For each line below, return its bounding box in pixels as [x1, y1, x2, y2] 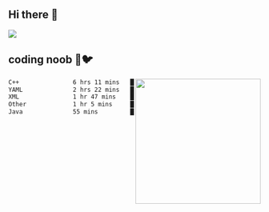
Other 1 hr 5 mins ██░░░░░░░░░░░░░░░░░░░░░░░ [8, 101, 220, 109]
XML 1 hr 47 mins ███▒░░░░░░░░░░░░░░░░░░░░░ [8, 93, 220, 101]
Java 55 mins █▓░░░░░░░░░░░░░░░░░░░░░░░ [8, 108, 220, 116]
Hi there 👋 [8, 8, 58, 22]
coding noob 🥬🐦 [8, 53, 94, 66]
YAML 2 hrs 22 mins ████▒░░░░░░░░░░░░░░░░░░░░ [8, 86, 220, 94]
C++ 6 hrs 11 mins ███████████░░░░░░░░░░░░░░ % [8, 78, 256, 86]
